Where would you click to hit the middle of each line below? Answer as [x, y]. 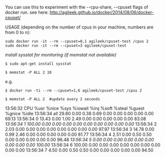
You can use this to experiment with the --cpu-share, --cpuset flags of [77, 7]
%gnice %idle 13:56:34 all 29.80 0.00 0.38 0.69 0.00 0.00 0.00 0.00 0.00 [80, 113]
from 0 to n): [18, 32]
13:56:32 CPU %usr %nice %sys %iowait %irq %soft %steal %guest [75, 108]
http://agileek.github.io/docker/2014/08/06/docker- [102, 12]
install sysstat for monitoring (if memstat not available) [61, 55]
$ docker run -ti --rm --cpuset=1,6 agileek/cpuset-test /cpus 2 [73, 91]
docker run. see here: [27, 12]
